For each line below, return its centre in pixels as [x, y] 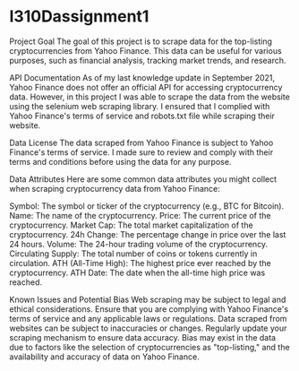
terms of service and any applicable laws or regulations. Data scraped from [148, 318]
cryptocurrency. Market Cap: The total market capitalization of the [131, 225]
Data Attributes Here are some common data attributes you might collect [143, 179]
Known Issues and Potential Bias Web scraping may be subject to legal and [148, 299]
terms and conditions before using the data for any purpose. [120, 161]
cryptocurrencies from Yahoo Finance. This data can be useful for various [145, 50]
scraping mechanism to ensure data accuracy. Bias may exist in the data [142, 337]
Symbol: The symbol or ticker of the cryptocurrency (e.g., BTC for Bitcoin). [147, 206]
